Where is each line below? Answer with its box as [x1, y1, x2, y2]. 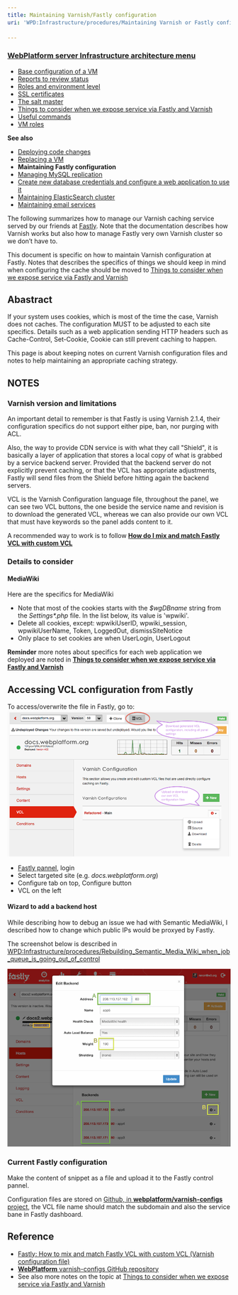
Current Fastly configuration [7, 1157, 108, 1167]
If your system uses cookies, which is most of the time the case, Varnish [7, 313, 218, 321]
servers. [7, 481, 32, 490]
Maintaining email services [17, 200, 96, 209]
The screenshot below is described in [7, 940, 118, 948]
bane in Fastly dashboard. [7, 1210, 84, 1218]
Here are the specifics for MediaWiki [7, 590, 114, 598]
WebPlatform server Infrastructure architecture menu [7, 50, 196, 60]
